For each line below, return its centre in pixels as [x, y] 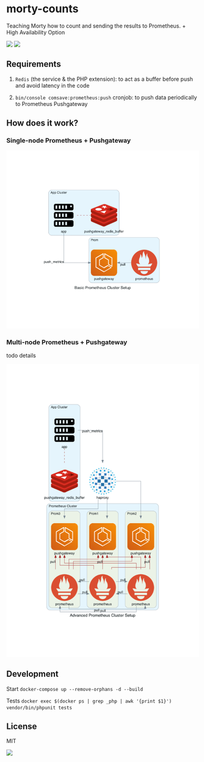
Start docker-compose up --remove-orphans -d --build [75, 688]
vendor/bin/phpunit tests [39, 707]
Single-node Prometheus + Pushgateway [69, 141]
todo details [21, 356]
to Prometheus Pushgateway [51, 104]
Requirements [34, 64]
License [22, 727]
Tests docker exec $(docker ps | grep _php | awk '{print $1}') [89, 701]
